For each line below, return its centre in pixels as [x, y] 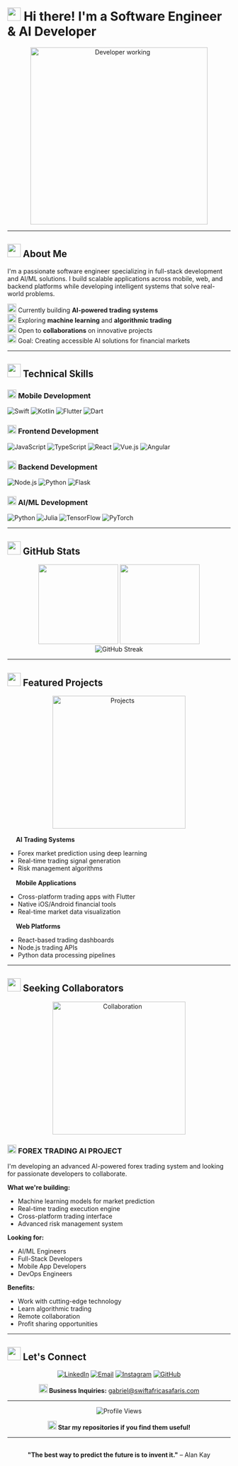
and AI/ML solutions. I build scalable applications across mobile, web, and [115, 278]
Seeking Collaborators [73, 988]
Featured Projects [63, 682]
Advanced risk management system [70, 1224]
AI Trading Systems [46, 839]
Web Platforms [38, 926]
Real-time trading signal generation [69, 860]
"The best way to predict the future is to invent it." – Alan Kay [119, 1455]
